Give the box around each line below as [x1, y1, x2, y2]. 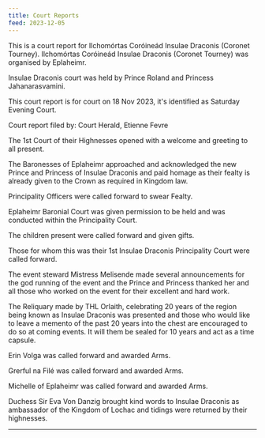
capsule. [8, 335, 36, 345]
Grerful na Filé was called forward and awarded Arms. [8, 365, 184, 376]
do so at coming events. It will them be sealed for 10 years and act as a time [8, 327, 255, 336]
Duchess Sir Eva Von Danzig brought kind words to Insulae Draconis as [8, 396, 240, 406]
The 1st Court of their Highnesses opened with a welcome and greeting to [8, 135, 248, 145]
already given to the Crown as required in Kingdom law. [8, 176, 188, 186]
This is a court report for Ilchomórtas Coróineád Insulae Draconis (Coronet [8, 40, 250, 50]
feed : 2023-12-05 [8, 19, 65, 27]
